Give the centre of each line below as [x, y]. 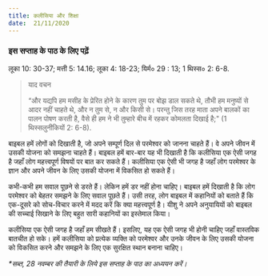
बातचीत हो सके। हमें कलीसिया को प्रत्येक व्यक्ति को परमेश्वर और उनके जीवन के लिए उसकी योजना [131, 238]
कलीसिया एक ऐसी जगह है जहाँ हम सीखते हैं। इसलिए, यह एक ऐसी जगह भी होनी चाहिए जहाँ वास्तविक [134, 230]
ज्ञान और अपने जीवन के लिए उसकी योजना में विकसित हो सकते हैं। [92, 170]
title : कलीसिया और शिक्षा [44, 16]
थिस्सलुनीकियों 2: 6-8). [60, 127]
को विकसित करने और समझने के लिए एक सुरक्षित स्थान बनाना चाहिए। [96, 247]
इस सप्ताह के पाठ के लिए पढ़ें [49, 51]
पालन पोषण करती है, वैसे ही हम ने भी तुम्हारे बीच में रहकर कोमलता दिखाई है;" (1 [127, 118]
